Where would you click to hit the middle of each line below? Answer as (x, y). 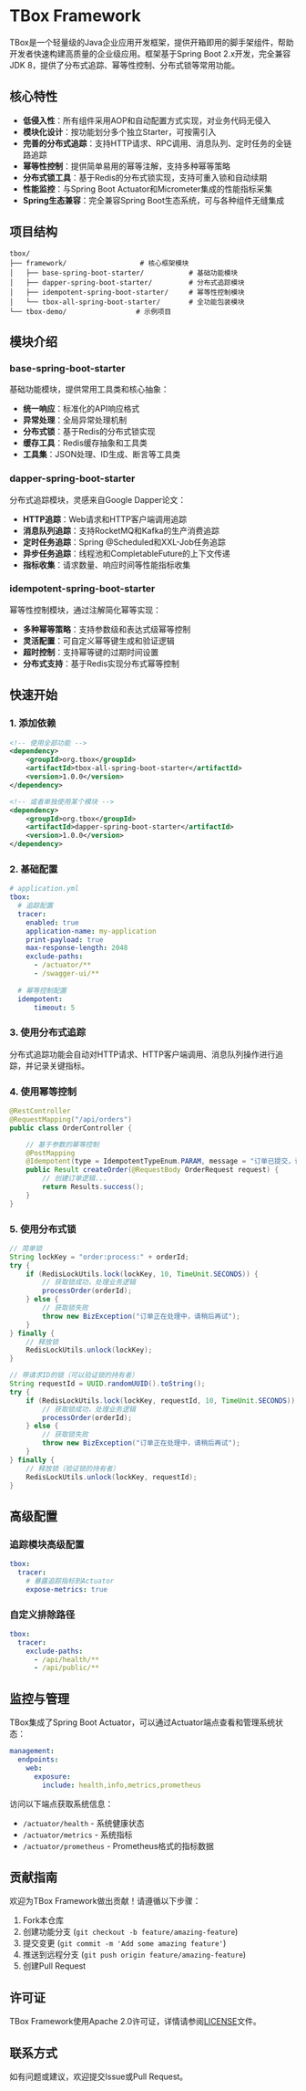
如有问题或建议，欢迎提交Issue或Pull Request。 (99, 2076)
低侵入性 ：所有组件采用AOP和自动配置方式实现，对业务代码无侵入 (147, 120)
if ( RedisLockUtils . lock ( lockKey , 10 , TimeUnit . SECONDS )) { (142, 1274)
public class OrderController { (71, 1128)
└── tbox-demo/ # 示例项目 (90, 311)
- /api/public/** (66, 1668)
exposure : (52, 1776)
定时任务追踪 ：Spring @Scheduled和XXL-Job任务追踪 (124, 542)
